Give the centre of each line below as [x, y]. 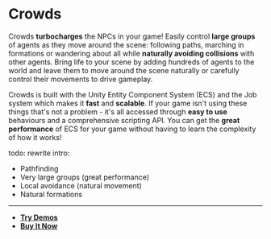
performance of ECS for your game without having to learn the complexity [132, 129]
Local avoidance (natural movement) [81, 185]
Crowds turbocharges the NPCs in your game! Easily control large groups [132, 36]
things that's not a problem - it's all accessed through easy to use [118, 111]
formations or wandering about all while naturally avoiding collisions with [131, 53]
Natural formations [51, 194]
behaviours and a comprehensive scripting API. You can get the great [124, 120]
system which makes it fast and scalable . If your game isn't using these [128, 103]
